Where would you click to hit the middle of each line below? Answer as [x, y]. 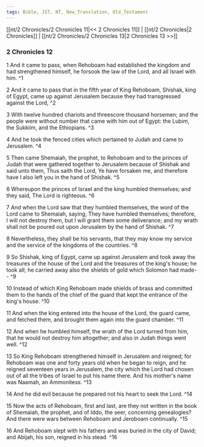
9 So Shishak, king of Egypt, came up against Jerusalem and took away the [101, 256]
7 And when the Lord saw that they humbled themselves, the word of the [98, 207]
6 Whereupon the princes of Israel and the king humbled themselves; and [99, 189]
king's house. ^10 [28, 301]
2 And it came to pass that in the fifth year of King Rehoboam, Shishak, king [101, 90]
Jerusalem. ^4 [24, 146]
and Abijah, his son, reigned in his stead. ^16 [62, 437]
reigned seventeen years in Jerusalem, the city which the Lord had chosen [100, 369]
